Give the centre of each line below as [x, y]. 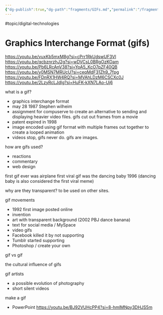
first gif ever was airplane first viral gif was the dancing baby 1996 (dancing [81, 176]
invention [21, 214]
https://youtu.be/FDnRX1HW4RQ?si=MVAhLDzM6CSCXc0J [64, 77]
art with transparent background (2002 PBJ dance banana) [71, 220]
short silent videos [31, 288]
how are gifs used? [24, 147]
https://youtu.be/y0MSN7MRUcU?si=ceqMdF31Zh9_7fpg [62, 72]
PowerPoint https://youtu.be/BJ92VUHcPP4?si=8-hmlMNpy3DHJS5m [82, 307]
